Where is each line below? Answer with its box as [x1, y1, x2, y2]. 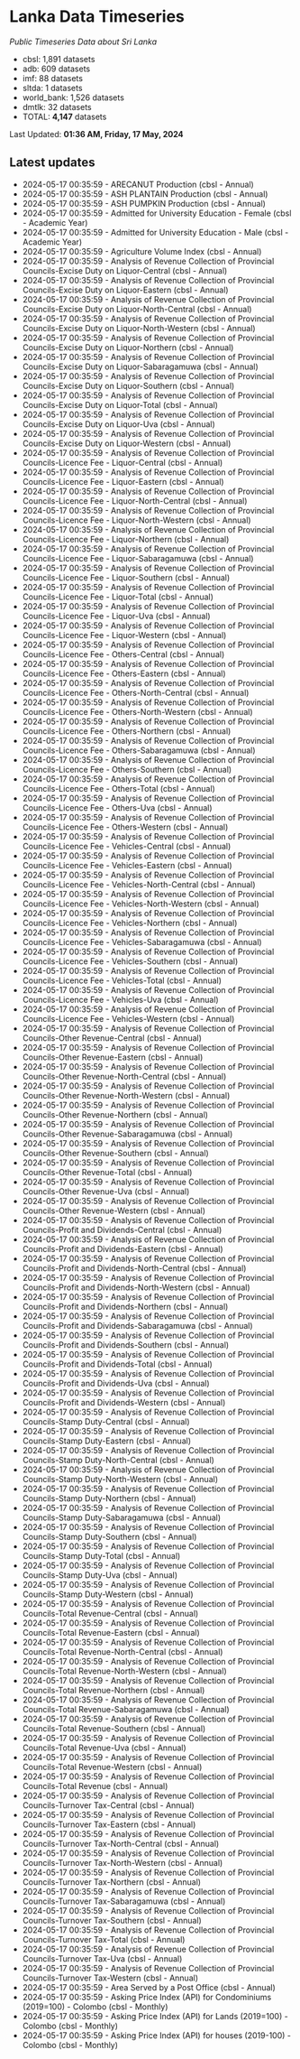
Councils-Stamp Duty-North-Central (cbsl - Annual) [22, 1454, 214, 1465]
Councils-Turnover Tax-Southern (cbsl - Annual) [22, 1915, 203, 1925]
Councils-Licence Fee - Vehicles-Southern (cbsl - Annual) [22, 955, 239, 967]
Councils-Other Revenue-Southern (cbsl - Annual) [22, 1147, 209, 1158]
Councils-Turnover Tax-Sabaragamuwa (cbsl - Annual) [22, 1896, 226, 1906]
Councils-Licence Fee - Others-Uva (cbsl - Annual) [22, 802, 214, 813]
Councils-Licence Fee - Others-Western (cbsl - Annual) [22, 821, 229, 832]
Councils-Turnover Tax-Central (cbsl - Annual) [22, 1799, 195, 1811]
